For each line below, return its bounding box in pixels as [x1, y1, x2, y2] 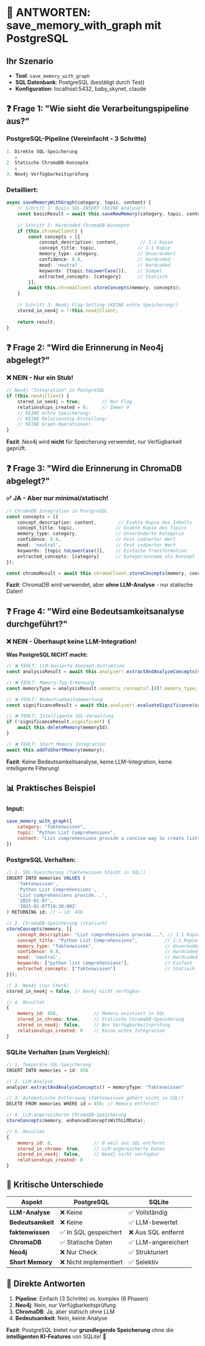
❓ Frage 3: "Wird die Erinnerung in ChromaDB [6, 463, 182, 474]
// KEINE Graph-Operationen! [17, 422, 92, 428]
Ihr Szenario [6, 56, 54, 66]
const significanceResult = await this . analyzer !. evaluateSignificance [6, 702, 192, 708]
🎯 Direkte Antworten [6, 1279, 85, 1289]
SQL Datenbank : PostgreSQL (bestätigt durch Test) [15, 79, 145, 86]
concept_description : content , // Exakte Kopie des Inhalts [17, 519, 192, 526]
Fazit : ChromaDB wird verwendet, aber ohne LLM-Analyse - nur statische [6, 581, 193, 589]
